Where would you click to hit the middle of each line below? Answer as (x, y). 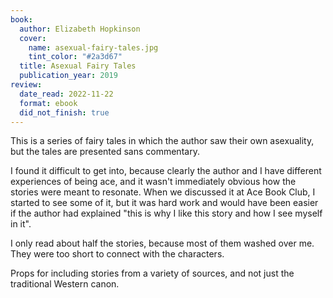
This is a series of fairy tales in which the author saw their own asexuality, (162, 141)
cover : (33, 38)
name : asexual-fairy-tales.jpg (93, 47)
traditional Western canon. (65, 284)
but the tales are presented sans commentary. (105, 152)
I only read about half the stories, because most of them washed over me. (162, 243)
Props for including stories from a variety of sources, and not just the (152, 273)
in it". (21, 224)
